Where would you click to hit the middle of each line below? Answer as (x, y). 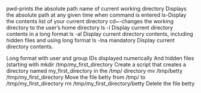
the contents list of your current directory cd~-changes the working (90, 21)
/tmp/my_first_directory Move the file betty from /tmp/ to (76, 77)
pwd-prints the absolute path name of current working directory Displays (97, 9)
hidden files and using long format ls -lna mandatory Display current (91, 40)
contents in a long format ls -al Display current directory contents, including (100, 34)
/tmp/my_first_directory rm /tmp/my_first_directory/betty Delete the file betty (100, 83)
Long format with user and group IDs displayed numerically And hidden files (100, 58)
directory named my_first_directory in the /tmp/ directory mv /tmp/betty (94, 71)
